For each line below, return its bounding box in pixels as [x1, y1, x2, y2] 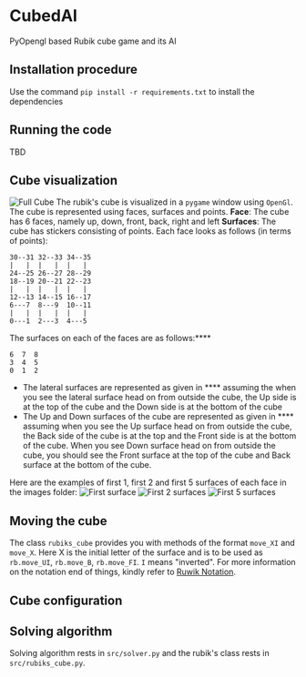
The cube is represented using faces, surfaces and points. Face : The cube [9, 207, 290, 217]
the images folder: [9, 487, 78, 498]
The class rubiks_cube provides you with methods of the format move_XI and [9, 538, 296, 549]
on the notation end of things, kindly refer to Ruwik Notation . [9, 566, 237, 578]
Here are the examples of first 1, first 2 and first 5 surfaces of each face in [9, 477, 287, 488]
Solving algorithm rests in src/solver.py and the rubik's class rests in [9, 648, 270, 659]
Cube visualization [9, 172, 118, 187]
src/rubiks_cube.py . [9, 657, 86, 669]
